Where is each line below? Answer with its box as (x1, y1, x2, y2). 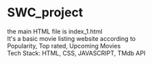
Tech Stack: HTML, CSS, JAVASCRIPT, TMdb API (7, 49, 146, 57)
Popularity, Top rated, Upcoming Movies (7, 42, 121, 50)
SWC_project (7, 5, 84, 20)
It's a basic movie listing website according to (7, 34, 136, 42)
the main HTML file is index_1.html (7, 27, 103, 35)
